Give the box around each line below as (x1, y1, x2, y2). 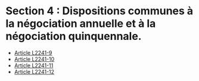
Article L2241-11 (14, 61, 54, 69)
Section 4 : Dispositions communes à (5, 4, 194, 18)
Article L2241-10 (14, 55, 55, 63)
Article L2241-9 (14, 49, 52, 56)
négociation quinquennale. (5, 30, 142, 43)
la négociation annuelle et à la (5, 17, 156, 30)
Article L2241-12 (14, 68, 55, 75)
